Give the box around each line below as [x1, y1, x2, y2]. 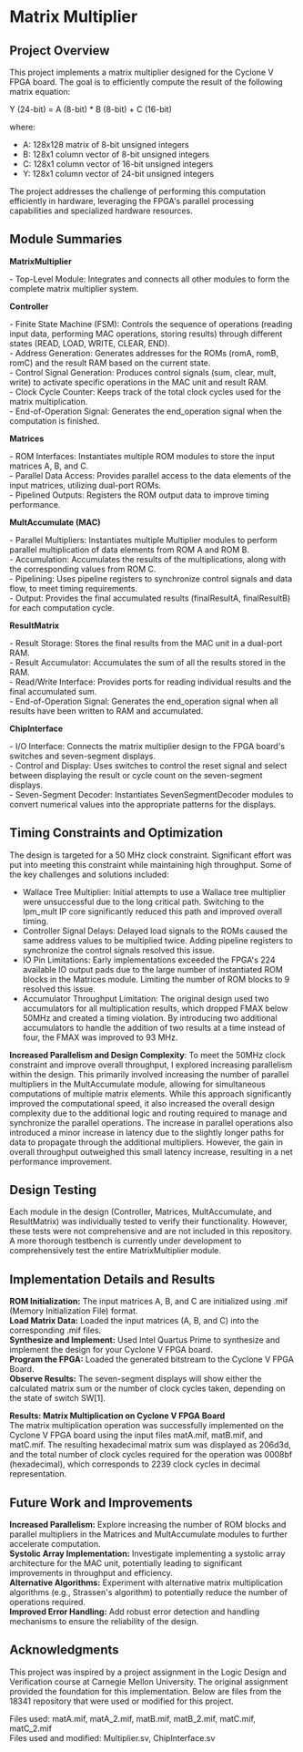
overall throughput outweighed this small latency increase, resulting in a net [9, 1146, 293, 1157]
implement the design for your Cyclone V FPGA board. [9, 1345, 214, 1355]
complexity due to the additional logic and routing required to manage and [9, 1108, 288, 1118]
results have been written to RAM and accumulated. [9, 705, 204, 716]
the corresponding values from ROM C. [9, 563, 157, 574]
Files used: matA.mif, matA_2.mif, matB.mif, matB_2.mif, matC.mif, [9, 1713, 257, 1724]
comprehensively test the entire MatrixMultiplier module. [9, 1245, 221, 1256]
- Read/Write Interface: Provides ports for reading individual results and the [9, 676, 292, 687]
